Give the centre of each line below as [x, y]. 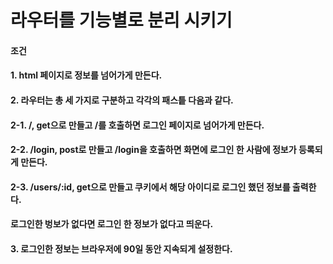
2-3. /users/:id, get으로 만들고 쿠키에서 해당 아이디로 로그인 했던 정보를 [150, 187]
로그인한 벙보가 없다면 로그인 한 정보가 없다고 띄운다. [112, 224]
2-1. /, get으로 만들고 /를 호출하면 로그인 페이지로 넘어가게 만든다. [137, 125]
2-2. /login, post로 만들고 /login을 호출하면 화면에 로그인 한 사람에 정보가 [153, 150]
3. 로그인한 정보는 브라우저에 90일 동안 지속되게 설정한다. [121, 248]
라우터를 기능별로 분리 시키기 [121, 20]
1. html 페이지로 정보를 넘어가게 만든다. [86, 75]
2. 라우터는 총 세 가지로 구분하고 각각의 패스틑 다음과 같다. [122, 100]
